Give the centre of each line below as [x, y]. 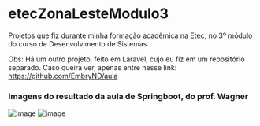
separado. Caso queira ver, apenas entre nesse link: [93, 67]
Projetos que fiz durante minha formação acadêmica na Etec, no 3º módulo [130, 35]
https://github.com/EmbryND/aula [63, 76]
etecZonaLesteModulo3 [89, 14]
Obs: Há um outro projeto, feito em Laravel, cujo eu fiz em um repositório [127, 59]
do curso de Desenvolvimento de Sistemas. [79, 43]
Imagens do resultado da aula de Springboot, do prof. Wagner [128, 96]
